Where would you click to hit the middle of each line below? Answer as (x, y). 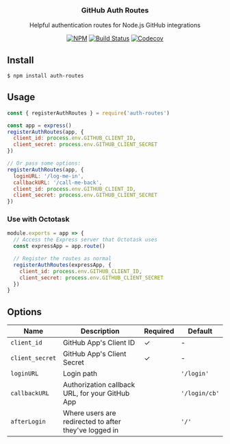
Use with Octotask (38, 220)
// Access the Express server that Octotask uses (85, 240)
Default (200, 331)
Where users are (89, 413)
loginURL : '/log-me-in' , (49, 176)
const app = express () (39, 126)
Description (100, 331)
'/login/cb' (200, 394)
